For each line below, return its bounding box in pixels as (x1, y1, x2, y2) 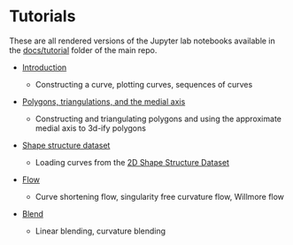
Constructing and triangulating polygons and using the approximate (35, 113, 281, 124)
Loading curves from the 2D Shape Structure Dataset (35, 157, 230, 167)
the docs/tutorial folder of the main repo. (9, 44, 158, 55)
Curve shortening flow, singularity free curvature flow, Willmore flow (35, 191, 285, 202)
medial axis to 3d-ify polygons (35, 122, 146, 134)
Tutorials (9, 6, 76, 27)
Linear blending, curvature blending (35, 226, 166, 236)
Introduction (21, 62, 67, 73)
